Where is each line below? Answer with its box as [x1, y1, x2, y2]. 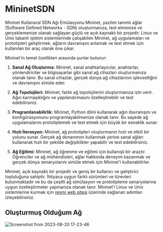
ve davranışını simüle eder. [12, 79, 66, 86]
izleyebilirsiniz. [5, 194, 35, 200]
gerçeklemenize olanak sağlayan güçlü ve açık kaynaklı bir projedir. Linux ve [5, 30, 158, 36]
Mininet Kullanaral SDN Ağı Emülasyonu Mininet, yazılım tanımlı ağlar [5, 19, 143, 25]
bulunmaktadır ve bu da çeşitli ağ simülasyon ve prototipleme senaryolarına [5, 179, 157, 185]
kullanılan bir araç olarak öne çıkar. [5, 45, 75, 51]
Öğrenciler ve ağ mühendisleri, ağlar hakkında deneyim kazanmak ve [12, 154, 151, 159]
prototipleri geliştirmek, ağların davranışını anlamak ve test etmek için [5, 40, 144, 46]
